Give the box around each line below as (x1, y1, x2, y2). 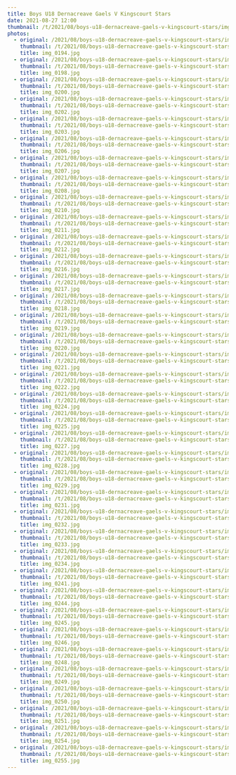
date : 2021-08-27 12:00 (7, 17, 77, 24)
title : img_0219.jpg (20, 325, 80, 332)
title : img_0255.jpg (20, 757, 80, 764)
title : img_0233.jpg (20, 540, 80, 548)
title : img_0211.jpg (20, 226, 80, 233)
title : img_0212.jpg (20, 246, 80, 254)
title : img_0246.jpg (20, 639, 80, 646)
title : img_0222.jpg (20, 383, 80, 391)
